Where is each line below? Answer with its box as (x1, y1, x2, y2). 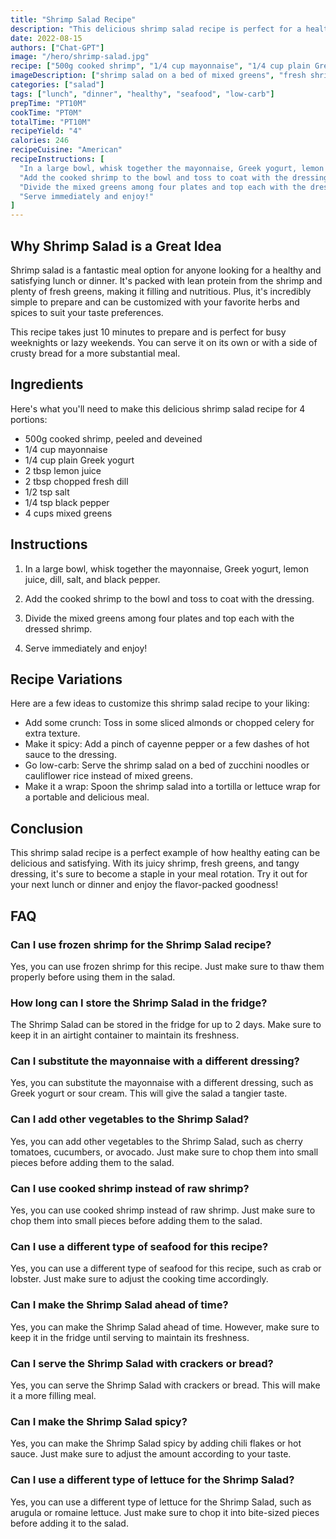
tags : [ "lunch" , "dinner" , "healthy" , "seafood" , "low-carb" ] (10, 89, 275, 99)
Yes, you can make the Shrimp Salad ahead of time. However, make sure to (10, 1321, 320, 1333)
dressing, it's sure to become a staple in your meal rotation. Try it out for (10, 868, 308, 880)
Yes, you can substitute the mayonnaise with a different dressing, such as (10, 1077, 314, 1089)
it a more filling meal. (10, 1389, 97, 1401)
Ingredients (10, 376, 84, 393)
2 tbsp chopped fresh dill (24, 475, 129, 487)
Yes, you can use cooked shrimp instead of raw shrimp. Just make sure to (10, 1204, 316, 1216)
